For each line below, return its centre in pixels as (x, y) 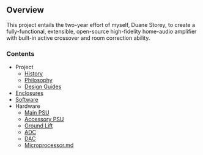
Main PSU (37, 113)
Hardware (28, 106)
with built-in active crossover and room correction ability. (78, 38)
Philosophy (39, 80)
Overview (25, 10)
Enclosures (29, 93)
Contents (20, 53)
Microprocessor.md (49, 145)
